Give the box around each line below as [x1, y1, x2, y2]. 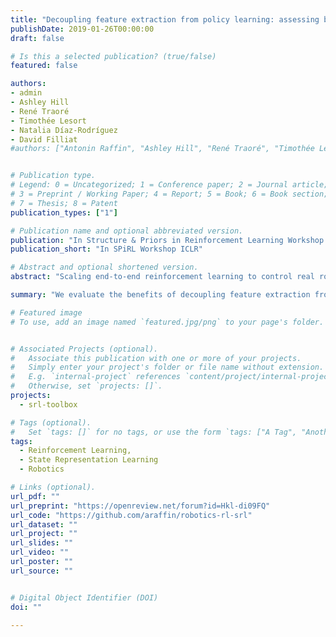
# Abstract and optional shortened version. [10, 262, 199, 273]
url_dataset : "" [10, 519, 78, 530]
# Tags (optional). [10, 417, 92, 428]
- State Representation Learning [19, 455, 159, 465]
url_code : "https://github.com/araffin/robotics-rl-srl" [10, 510, 253, 520]
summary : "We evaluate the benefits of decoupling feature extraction [10, 290, 311, 300]
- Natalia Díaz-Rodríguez [10, 125, 118, 135]
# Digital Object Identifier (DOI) [10, 592, 159, 603]
